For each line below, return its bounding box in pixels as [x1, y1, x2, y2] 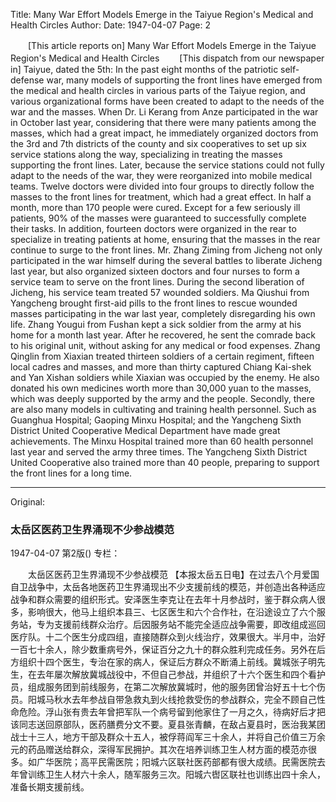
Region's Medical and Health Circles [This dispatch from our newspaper [10, 52, 325, 64]
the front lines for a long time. [10, 467, 133, 479]
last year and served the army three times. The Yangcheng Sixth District [10, 446, 307, 458]
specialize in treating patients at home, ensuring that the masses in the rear [10, 234, 321, 245]
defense [10, 74, 45, 86]
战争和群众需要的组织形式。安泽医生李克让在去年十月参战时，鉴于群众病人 [10, 594, 317, 606]
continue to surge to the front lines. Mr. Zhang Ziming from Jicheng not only [10, 244, 323, 256]
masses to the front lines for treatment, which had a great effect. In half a [10, 191, 312, 203]
